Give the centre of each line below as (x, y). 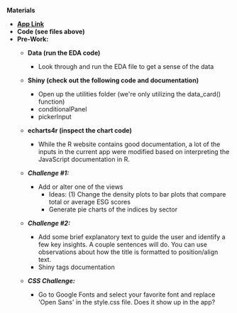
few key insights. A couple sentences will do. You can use (122, 245)
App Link (30, 24)
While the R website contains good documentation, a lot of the (129, 144)
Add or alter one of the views (81, 187)
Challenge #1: (48, 173)
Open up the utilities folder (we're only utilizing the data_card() (129, 94)
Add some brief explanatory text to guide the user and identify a (132, 237)
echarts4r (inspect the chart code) (79, 130)
